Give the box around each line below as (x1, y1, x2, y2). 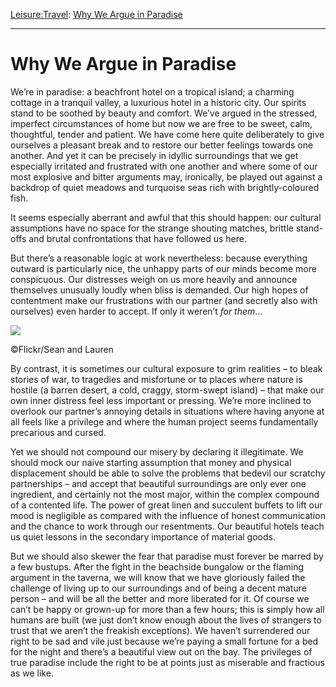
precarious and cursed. (10, 426, 107, 438)
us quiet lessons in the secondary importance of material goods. (10, 530, 276, 543)
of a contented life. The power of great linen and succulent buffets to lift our (10, 499, 323, 511)
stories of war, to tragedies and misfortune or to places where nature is (10, 373, 303, 385)
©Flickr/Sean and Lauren (10, 343, 114, 355)
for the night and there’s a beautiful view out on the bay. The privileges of (10, 645, 313, 658)
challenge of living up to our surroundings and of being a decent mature (10, 582, 307, 594)
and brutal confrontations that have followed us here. (28, 232, 247, 244)
